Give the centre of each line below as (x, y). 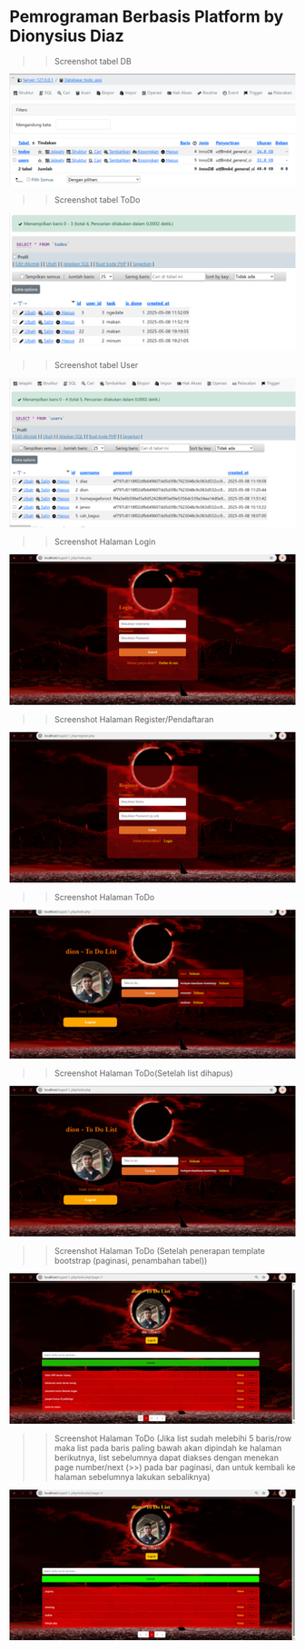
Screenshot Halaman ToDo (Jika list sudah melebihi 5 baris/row (173, 1438)
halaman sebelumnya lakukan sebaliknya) (132, 1477)
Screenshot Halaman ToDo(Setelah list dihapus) (143, 1073)
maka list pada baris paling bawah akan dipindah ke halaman (168, 1448)
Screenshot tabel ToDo (97, 199)
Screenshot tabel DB (93, 61)
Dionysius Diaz (67, 36)
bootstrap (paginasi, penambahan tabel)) (131, 1261)
